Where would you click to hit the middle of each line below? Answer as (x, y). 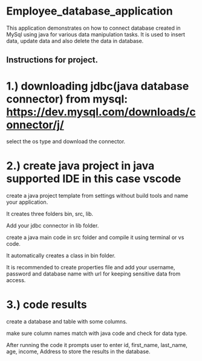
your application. (27, 202)
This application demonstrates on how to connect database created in (93, 28)
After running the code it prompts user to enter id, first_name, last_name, (97, 345)
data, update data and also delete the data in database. (75, 41)
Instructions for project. (52, 60)
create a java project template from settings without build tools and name (97, 196)
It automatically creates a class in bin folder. (61, 255)
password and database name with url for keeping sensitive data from (93, 274)
